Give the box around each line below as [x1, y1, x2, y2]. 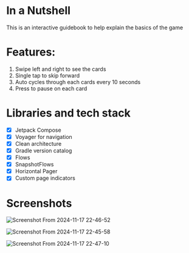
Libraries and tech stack [6, 106, 131, 120]
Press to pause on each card [15, 85, 88, 92]
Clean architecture [15, 140, 62, 147]
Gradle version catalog [15, 147, 72, 154]
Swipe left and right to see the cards [15, 65, 106, 73]
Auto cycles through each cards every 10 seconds [15, 78, 141, 85]
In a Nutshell [6, 4, 71, 18]
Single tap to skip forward [15, 71, 80, 79]
